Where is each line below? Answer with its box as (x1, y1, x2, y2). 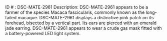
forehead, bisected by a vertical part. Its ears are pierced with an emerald (5, 20, 156, 26)
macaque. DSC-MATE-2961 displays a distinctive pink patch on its (17, 15, 154, 20)
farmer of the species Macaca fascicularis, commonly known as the (5, 9, 145, 15)
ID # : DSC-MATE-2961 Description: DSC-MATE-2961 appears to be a (5, 4, 148, 10)
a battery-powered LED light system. (5, 31, 81, 36)
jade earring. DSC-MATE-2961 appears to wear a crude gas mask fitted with (5, 25, 162, 31)
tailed (5, 15, 17, 20)
